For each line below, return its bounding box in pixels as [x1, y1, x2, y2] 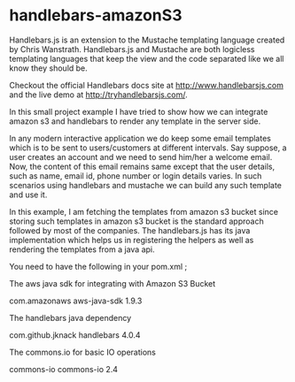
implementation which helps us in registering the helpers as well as [9, 234, 254, 245]
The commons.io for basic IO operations [9, 347, 157, 357]
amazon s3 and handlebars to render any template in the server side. [9, 116, 261, 126]
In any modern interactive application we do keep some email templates [9, 133, 272, 143]
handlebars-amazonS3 [9, 5, 182, 26]
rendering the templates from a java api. [9, 244, 155, 255]
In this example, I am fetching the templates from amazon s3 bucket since [9, 206, 279, 217]
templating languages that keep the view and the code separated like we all [9, 53, 284, 64]
